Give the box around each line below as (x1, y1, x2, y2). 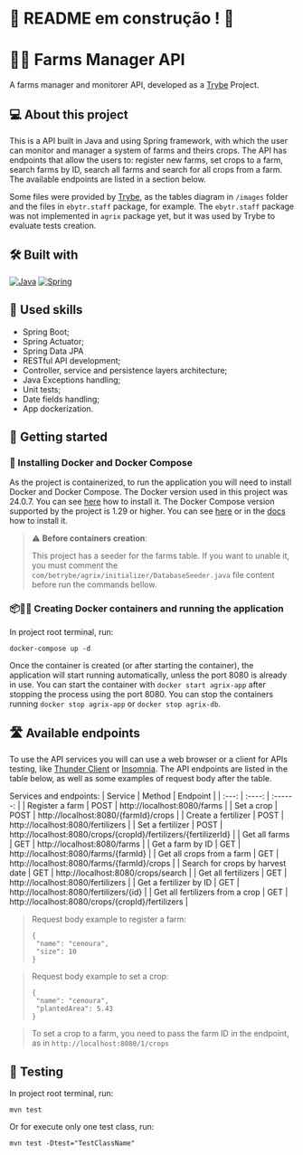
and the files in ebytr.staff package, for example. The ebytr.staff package (9, 201, 295, 212)
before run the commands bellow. (31, 579, 157, 591)
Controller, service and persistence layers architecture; (22, 364, 228, 375)
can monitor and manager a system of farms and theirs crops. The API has (9, 145, 288, 156)
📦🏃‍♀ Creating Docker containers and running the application (9, 602, 284, 615)
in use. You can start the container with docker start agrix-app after (9, 678, 267, 690)
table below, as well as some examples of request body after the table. (9, 773, 272, 784)
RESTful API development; (22, 355, 121, 365)
